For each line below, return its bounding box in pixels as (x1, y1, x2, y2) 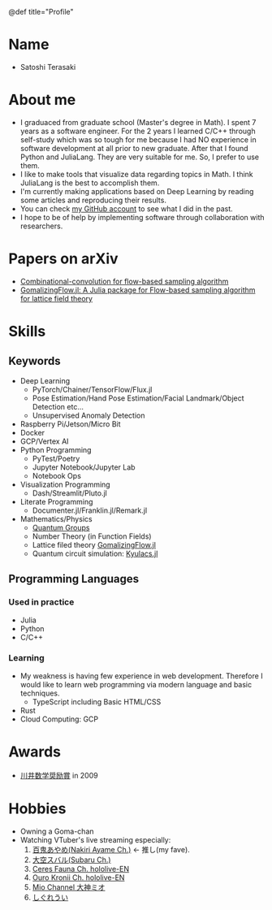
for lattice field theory (19, 293, 93, 303)
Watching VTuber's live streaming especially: (19, 834, 171, 844)
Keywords (8, 354, 61, 368)
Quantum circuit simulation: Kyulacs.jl (32, 548, 158, 558)
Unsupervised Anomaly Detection (32, 410, 145, 420)
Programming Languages (8, 572, 140, 586)
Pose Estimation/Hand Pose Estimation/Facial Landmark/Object (32, 393, 245, 403)
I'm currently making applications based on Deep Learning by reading (19, 186, 254, 196)
